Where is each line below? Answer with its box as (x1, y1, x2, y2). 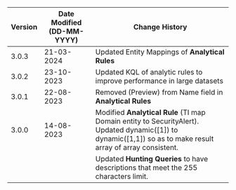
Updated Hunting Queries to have (95, 154, 209, 163)
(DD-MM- (48, 27, 84, 36)
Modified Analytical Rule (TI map (95, 108, 206, 117)
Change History (133, 22, 188, 32)
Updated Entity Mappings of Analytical (95, 47, 225, 57)
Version (11, 22, 38, 32)
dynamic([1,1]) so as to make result (95, 134, 214, 143)
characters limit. (95, 172, 149, 181)
